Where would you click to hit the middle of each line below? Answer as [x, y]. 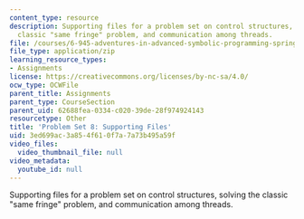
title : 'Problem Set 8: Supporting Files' [90, 128]
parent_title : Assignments [60, 93]
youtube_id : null [50, 169]
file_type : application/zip [62, 52]
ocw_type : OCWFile [44, 85]
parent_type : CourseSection [62, 102]
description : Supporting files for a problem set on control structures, [152, 26]
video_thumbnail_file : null [71, 152]
